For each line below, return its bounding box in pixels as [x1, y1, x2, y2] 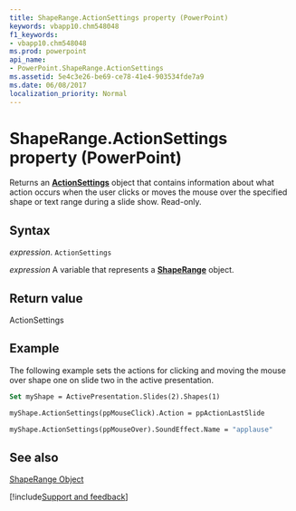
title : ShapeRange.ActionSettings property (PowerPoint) [9, 13, 229, 23]
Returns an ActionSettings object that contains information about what [9, 178, 274, 188]
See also [9, 449, 59, 465]
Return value [9, 291, 83, 306]
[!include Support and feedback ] [9, 491, 129, 503]
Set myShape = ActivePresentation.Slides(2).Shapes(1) [9, 391, 221, 401]
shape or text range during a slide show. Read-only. [9, 197, 202, 207]
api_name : [9, 55, 47, 64]
